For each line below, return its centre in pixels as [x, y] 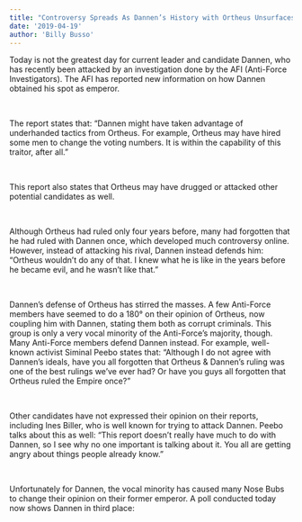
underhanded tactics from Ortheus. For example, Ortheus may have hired [145, 133]
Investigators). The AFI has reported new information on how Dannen [138, 79]
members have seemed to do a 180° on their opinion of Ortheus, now [137, 314]
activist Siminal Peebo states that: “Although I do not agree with [153, 353]
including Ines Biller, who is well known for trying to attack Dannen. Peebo [147, 426]
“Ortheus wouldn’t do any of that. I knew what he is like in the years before [147, 260]
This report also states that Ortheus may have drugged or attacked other [144, 187]
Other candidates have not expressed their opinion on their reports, [134, 416]
